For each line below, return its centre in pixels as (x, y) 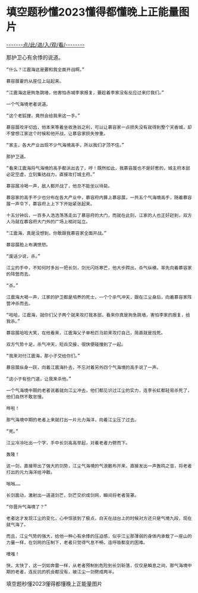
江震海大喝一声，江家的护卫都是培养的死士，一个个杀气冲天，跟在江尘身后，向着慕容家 (97, 297)
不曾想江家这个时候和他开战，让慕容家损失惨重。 (57, 134)
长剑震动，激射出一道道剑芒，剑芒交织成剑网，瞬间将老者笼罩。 (73, 495)
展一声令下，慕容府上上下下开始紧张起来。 (51, 204)
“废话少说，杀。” (23, 256)
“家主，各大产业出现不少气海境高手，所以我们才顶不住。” (65, 145)
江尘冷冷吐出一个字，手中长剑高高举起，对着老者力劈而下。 (68, 443)
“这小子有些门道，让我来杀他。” (39, 379)
